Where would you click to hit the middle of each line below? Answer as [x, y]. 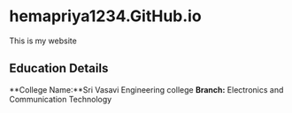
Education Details [59, 68]
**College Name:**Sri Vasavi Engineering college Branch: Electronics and [146, 89]
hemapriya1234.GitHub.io [105, 16]
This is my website [43, 41]
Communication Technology [61, 99]
